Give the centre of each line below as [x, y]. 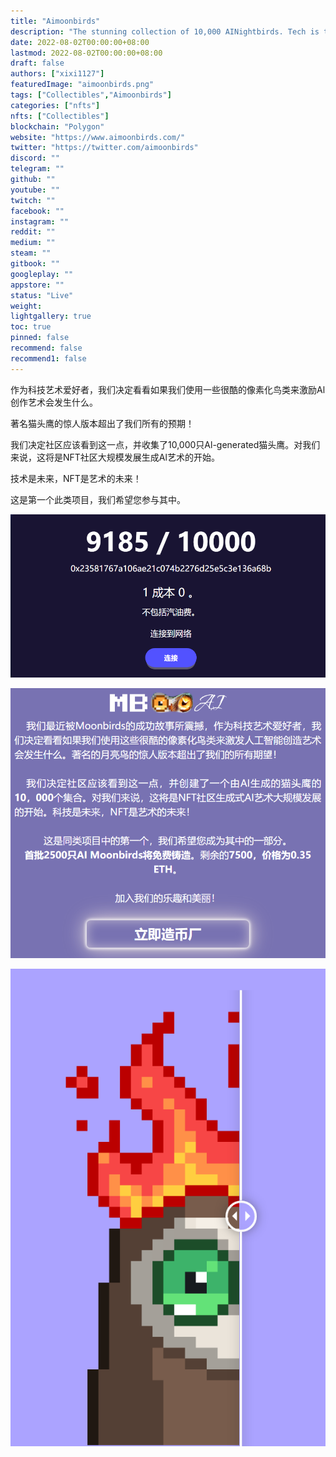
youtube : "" [35, 190]
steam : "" [31, 253]
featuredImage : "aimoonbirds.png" [82, 85]
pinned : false [40, 338]
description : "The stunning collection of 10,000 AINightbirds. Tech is [165, 31]
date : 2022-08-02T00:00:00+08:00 [80, 42]
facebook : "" [37, 211]
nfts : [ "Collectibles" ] [60, 116]
